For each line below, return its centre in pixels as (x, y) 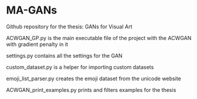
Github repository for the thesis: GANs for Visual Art (69, 27)
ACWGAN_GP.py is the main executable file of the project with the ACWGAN (99, 38)
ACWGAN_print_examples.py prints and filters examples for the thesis (91, 90)
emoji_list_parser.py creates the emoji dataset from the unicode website (94, 78)
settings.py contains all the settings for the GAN (64, 55)
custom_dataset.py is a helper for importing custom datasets (80, 67)
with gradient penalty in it (37, 44)
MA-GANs (32, 10)
